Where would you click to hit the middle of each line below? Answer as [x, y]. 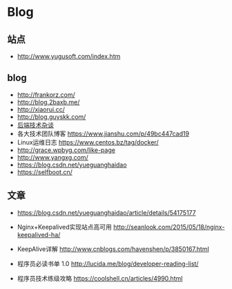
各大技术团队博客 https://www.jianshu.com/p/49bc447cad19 [103, 133]
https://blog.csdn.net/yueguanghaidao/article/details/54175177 [106, 212]
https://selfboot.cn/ [45, 172]
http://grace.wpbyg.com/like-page [66, 150]
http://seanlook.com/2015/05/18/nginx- [169, 227]
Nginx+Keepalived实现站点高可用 [65, 227]
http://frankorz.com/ [46, 95]
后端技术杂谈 [35, 124]
